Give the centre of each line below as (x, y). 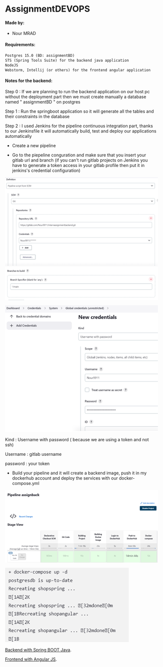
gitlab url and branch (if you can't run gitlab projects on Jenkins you (80, 160)
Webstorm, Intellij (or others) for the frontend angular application (78, 70)
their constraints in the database (37, 116)
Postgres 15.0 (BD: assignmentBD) (40, 55)
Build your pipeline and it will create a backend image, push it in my (79, 473)
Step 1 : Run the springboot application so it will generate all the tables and (80, 111)
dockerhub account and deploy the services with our (65, 478)
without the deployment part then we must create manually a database (76, 97)
